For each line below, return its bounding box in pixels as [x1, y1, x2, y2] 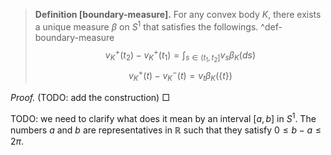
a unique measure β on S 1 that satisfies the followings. [34, 19, 259, 33]
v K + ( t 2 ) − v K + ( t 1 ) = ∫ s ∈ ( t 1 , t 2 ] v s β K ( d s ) [104, 47, 257, 64]
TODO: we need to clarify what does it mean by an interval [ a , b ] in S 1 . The [10, 110, 317, 124]
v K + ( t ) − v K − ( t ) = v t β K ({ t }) [128, 68, 233, 84]
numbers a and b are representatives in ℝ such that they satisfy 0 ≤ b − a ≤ [10, 124, 322, 136]
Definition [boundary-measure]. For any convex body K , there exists [34, 9, 322, 20]
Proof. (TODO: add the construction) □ [10, 91, 170, 103]
